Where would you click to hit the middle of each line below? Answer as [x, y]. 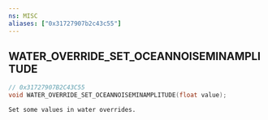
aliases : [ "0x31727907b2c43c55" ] [65, 24]
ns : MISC [23, 16]
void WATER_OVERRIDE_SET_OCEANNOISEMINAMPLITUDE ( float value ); [118, 95]
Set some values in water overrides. [72, 110]
